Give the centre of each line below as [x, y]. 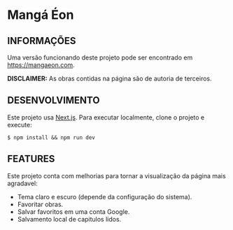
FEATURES [31, 159]
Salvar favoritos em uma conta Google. [73, 211]
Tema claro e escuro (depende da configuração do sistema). [105, 196]
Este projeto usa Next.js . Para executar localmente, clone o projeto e [106, 117]
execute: [20, 124]
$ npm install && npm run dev [51, 137]
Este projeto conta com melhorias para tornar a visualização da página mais [116, 175]
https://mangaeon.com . [41, 65]
